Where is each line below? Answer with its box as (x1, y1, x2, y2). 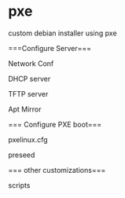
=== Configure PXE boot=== (8, 119, 102, 129)
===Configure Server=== (8, 43, 92, 53)
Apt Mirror (8, 104, 42, 114)
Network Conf (8, 58, 54, 68)
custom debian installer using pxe (8, 28, 117, 38)
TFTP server (8, 89, 49, 98)
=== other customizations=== (8, 165, 106, 174)
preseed (8, 150, 35, 159)
